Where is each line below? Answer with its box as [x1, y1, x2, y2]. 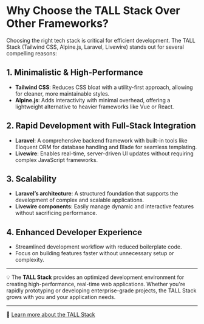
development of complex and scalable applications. [15, 196, 144, 204]
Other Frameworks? [6, 16, 109, 30]
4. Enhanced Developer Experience [6, 227, 143, 238]
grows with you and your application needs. [6, 294, 116, 301]
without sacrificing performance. [15, 210, 97, 217]
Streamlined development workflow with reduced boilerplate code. [15, 243, 182, 250]
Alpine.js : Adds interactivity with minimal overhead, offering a [15, 96, 171, 104]
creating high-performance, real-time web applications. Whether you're [6, 281, 186, 288]
